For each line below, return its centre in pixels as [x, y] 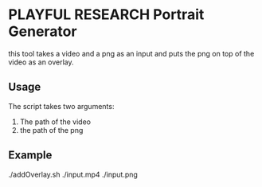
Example [30, 156]
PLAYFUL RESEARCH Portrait [106, 15]
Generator [43, 31]
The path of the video [55, 122]
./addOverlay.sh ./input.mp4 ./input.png [73, 174]
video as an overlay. [41, 62]
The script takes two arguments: [61, 106]
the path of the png [51, 130]
